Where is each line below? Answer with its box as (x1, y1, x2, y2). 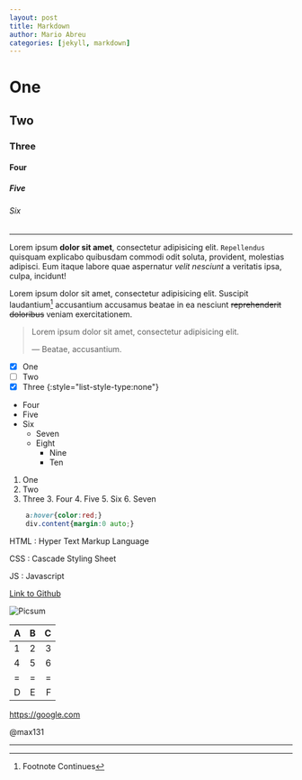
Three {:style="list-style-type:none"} (22, 381, 159, 392)
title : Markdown (9, 22, 70, 31)
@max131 (9, 726, 45, 737)
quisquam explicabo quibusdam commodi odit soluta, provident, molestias (9, 251, 285, 262)
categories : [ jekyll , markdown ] (9, 38, 130, 48)
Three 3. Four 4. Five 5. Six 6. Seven (22, 493, 157, 504)
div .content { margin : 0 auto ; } (25, 519, 135, 528)
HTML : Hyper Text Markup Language (9, 535, 150, 546)
